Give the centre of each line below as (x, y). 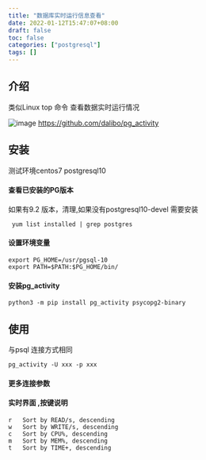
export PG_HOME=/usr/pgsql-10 (58, 260)
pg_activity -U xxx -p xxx (53, 365)
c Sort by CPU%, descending (58, 434)
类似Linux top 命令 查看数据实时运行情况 (74, 107)
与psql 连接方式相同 (40, 350)
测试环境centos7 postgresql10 (57, 171)
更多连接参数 (29, 383)
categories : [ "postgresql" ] (55, 45)
